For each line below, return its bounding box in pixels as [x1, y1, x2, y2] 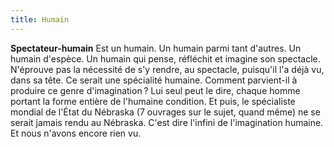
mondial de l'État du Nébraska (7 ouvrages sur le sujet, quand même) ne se [10, 106, 321, 118]
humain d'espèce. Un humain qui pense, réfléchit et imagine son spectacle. [10, 52, 321, 65]
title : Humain [10, 14, 70, 25]
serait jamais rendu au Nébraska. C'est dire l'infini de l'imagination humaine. [10, 116, 324, 128]
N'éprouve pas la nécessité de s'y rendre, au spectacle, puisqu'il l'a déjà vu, [10, 63, 325, 75]
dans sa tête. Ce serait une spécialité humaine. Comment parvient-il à [10, 74, 298, 86]
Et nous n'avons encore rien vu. [10, 127, 142, 139]
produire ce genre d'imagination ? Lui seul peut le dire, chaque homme [10, 84, 301, 96]
